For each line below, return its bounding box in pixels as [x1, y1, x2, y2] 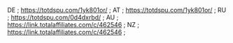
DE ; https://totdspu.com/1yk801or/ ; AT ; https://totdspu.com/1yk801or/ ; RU [7, 6, 227, 14]
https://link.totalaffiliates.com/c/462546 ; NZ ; [7, 21, 140, 28]
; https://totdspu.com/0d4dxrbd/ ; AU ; [7, 13, 119, 21]
